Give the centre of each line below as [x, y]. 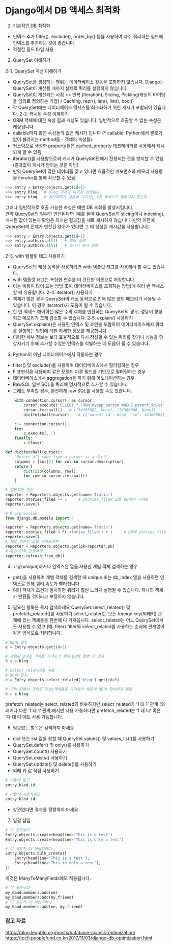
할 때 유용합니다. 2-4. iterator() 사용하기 [53, 292]
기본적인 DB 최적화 [32, 26]
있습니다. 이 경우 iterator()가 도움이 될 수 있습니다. [62, 305]
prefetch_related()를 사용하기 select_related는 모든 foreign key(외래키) [84, 613]
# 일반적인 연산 [19, 490]
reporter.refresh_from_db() [35, 556]
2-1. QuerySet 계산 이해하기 [34, 71]
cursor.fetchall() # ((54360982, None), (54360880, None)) [90, 410]
